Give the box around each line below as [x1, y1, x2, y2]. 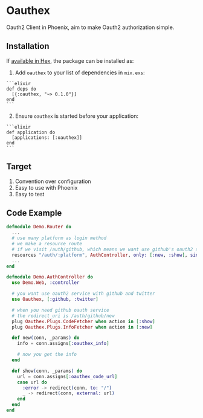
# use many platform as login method [11, 235, 107, 242]
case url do [17, 379, 47, 385]
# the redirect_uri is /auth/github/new [11, 312, 115, 319]
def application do [6, 129, 56, 135]
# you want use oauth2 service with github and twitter [11, 291, 155, 297]
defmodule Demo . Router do [6, 224, 71, 230]
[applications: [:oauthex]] [11, 134, 83, 141]
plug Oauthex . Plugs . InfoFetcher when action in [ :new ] [11, 324, 153, 330]
